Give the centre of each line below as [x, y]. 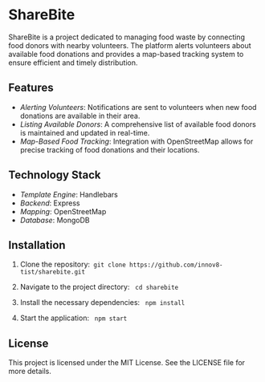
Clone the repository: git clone [73, 264]
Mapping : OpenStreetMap [63, 211]
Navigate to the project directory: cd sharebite [99, 287]
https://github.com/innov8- [176, 265]
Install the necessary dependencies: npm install [102, 303]
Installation [37, 245]
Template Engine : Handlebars [69, 194]
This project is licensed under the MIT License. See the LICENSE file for [127, 363]
